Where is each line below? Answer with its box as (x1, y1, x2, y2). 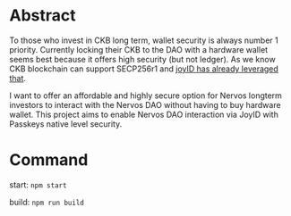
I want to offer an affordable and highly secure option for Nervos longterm (9, 90, 282, 101)
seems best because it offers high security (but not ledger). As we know (9, 54, 276, 64)
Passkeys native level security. (9, 118, 123, 129)
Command (9, 150, 89, 170)
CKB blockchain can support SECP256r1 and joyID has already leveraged (9, 63, 279, 74)
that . (9, 72, 27, 83)
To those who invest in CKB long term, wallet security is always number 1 (9, 35, 279, 46)
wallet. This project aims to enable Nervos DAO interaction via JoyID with (9, 109, 279, 120)
